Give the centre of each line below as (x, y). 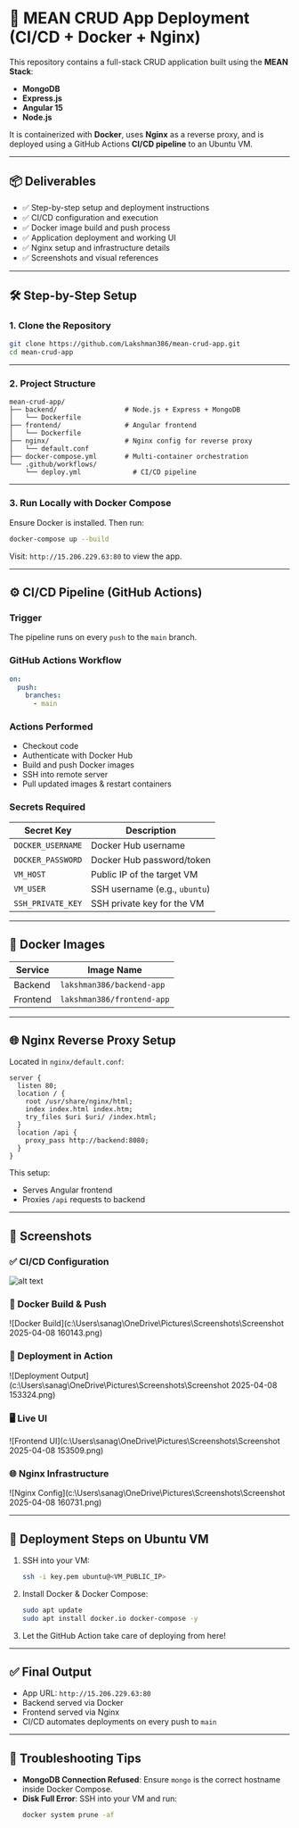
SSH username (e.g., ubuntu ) (150, 889)
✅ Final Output (50, 1672)
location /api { (47, 1133)
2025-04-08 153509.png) (57, 1450)
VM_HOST (30, 874)
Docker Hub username (137, 845)
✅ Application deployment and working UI (99, 237)
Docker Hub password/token (150, 860)
